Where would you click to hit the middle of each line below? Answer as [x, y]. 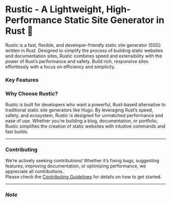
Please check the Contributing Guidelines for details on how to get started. [83, 177]
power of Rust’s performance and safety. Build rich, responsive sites [77, 61]
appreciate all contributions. [35, 171]
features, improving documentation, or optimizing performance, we [76, 166]
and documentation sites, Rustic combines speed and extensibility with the [84, 56]
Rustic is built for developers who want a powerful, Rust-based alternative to [85, 105]
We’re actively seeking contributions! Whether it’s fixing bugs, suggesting [82, 161]
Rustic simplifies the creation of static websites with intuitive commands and [85, 126]
